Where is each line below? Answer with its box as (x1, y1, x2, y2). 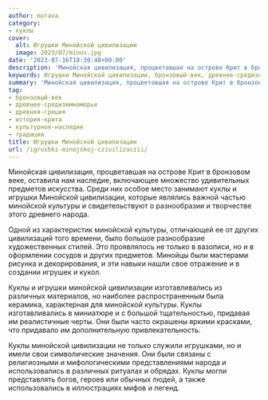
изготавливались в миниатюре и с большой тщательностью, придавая (8, 308, 250, 318)
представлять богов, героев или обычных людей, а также (8, 374, 206, 384)
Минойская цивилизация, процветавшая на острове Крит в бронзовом (8, 167, 250, 176)
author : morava (8, 11, 59, 20)
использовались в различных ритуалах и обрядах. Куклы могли (8, 366, 227, 376)
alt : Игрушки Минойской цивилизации (15, 42, 137, 50)
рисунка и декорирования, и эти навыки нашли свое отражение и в (8, 259, 240, 268)
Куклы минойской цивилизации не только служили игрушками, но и (8, 341, 242, 350)
